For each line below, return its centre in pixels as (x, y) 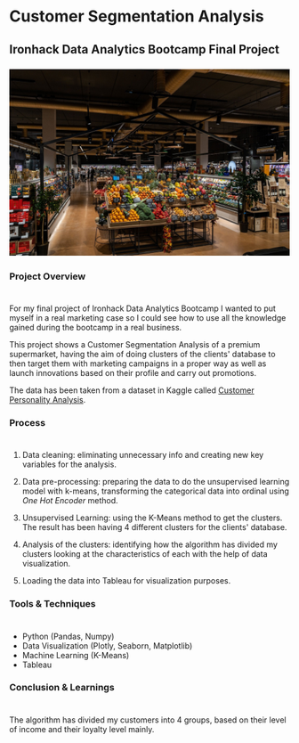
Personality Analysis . (48, 400)
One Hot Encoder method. (70, 501)
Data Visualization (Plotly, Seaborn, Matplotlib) (107, 645)
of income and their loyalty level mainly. (82, 729)
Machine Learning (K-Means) (76, 655)
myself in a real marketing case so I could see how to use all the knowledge (148, 318)
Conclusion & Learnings (62, 688)
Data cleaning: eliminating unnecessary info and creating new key (143, 455)
